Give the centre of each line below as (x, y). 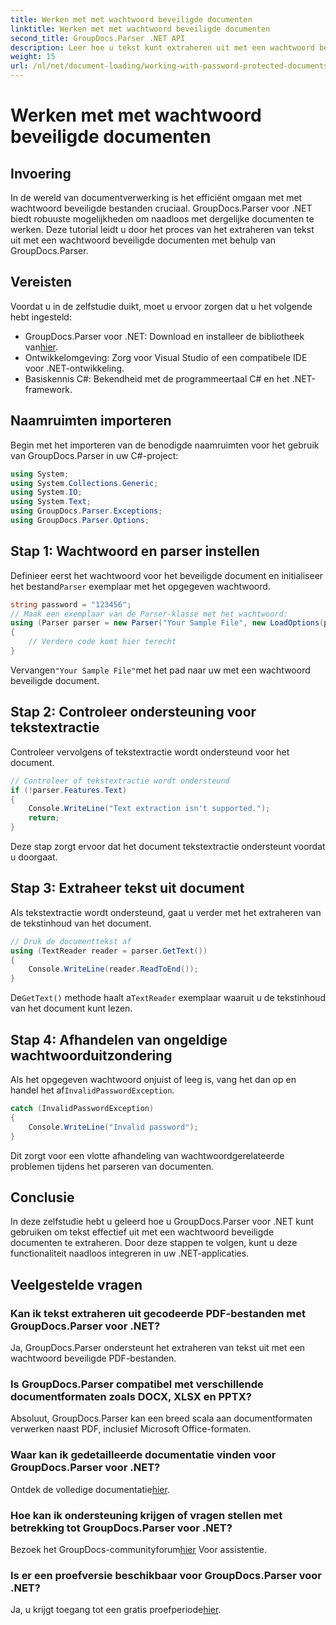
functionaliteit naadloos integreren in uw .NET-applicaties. (130, 1253)
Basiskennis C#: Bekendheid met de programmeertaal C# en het (157, 378)
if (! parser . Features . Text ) (69, 790)
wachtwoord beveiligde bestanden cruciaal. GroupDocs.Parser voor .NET (161, 208)
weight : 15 (33, 57)
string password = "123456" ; (71, 604)
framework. (48, 389)
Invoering (41, 173)
